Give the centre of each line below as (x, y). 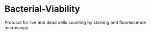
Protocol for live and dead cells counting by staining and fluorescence (75, 22)
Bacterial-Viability (42, 9)
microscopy (17, 27)
